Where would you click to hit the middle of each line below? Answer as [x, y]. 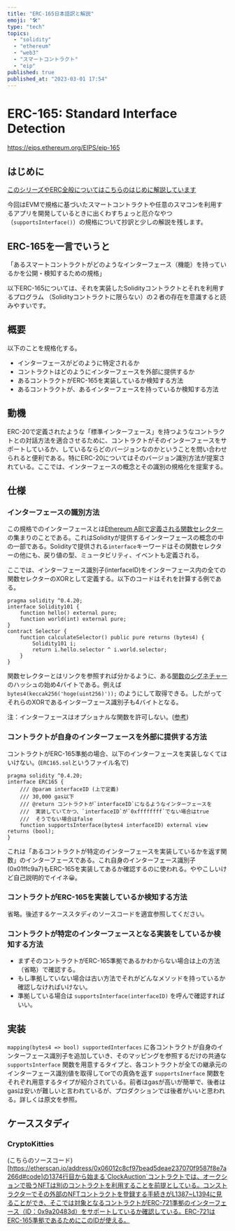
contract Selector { [37, 632]
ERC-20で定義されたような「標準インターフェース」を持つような [101, 431]
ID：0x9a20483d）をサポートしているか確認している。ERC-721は [120, 1211]
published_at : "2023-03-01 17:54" [58, 79]
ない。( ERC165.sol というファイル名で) [74, 762]
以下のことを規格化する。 [44, 348]
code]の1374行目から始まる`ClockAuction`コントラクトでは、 [115, 1176]
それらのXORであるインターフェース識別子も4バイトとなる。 [95, 702]
